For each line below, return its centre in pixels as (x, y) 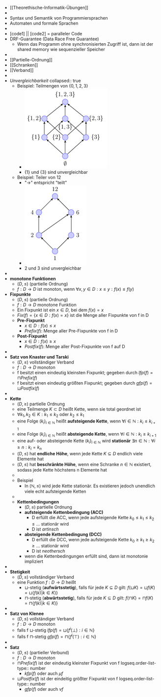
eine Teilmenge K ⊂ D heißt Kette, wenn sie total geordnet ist (79, 409)
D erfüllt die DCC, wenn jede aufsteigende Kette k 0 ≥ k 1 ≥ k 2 (93, 540)
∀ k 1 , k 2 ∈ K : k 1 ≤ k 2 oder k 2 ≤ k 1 (51, 415)
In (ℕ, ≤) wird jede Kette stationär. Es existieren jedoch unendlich (90, 486)
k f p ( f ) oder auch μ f (44, 673)
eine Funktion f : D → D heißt (46, 583)
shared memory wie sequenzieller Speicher (61, 49)
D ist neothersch (48, 551)
